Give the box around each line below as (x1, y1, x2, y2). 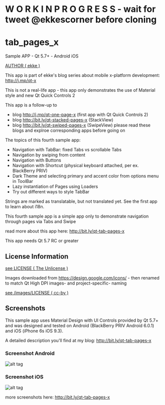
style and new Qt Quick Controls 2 (5, 93, 75, 99)
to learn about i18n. (5, 204, 45, 210)
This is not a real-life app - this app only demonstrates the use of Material (5, 87, 156, 93)
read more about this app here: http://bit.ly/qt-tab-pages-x (5, 228, 125, 234)
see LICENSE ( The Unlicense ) (5, 265, 68, 271)
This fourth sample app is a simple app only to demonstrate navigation (5, 213, 149, 219)
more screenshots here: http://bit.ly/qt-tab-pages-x (5, 394, 110, 400)
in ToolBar (12, 178, 33, 184)
